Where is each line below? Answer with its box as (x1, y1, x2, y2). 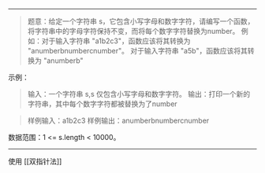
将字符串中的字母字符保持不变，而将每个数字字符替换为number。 (27, 27, 240, 35)
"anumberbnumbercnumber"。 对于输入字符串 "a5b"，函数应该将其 (27, 46, 248, 55)
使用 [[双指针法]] (8, 156, 62, 166)
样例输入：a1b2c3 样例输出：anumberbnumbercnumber (27, 116, 210, 125)
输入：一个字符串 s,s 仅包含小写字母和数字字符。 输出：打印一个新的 (27, 90, 251, 98)
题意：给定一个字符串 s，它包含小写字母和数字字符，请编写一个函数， (27, 17, 255, 26)
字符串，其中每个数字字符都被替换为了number (27, 99, 177, 109)
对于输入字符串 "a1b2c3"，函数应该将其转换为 (41, 36, 191, 46)
